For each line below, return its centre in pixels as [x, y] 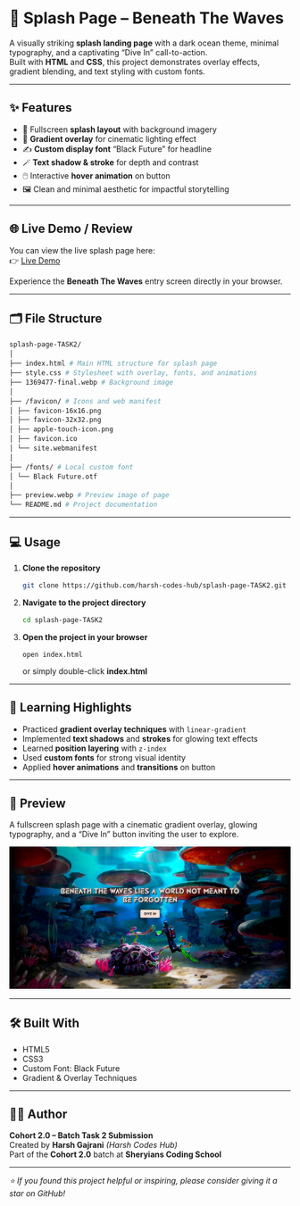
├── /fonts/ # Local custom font [71, 467]
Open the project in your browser [85, 636]
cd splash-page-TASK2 [62, 620]
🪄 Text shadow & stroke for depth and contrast [110, 162]
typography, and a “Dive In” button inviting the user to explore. [124, 835]
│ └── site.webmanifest [54, 448]
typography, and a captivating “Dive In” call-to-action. [108, 52]
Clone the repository [61, 568]
